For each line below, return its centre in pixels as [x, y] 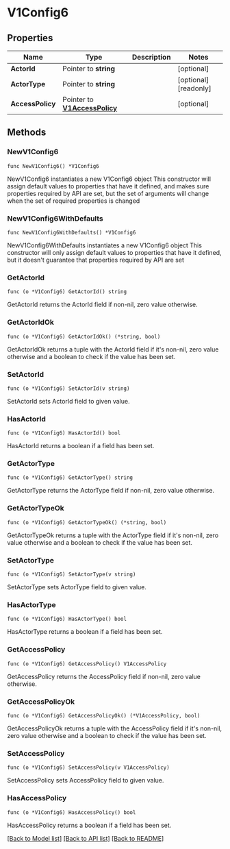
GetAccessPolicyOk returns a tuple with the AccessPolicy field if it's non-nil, [115, 728]
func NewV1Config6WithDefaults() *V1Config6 [72, 232]
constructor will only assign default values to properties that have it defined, [114, 252]
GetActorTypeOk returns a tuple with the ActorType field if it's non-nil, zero [113, 535]
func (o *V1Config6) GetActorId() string [67, 292]
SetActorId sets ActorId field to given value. [68, 401]
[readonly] [194, 88]
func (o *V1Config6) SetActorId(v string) [68, 389]
